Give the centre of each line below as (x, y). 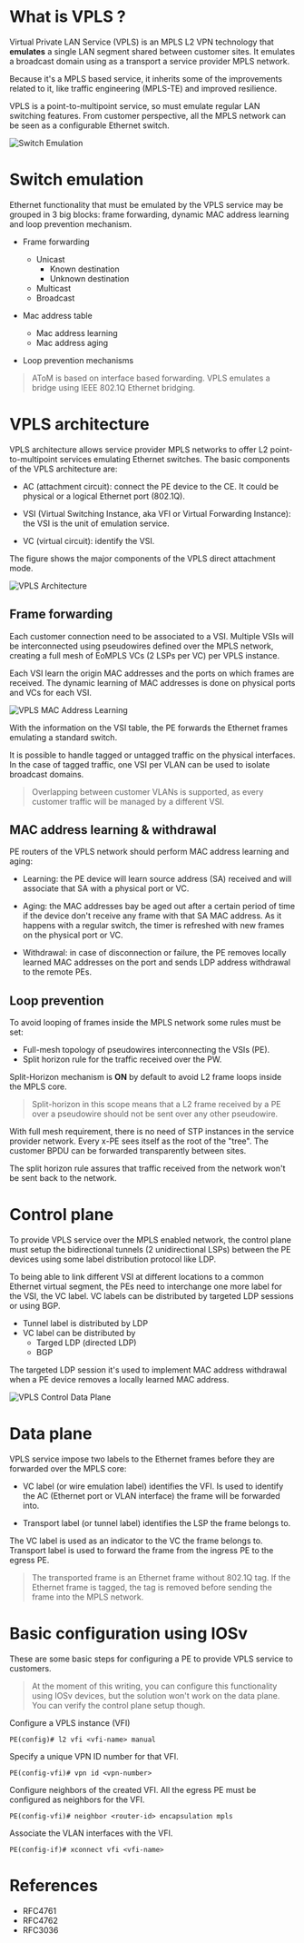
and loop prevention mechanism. (71, 223)
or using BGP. (35, 1306)
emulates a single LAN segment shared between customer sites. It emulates (152, 51)
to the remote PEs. (57, 972)
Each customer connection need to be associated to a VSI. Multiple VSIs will (152, 636)
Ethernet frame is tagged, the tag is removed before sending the (152, 1588)
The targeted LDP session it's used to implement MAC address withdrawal (148, 1370)
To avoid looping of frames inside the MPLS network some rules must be (145, 1023)
